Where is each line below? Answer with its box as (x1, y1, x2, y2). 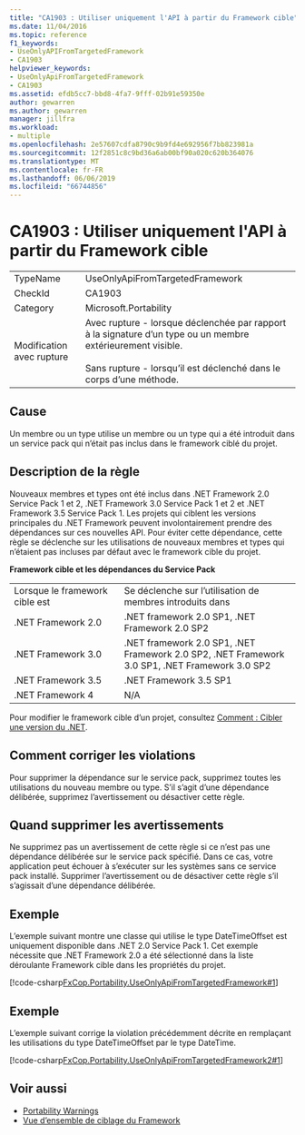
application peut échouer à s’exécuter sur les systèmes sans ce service (9, 861, 277, 872)
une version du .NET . (9, 721, 88, 732)
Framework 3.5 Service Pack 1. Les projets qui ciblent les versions (9, 508, 257, 518)
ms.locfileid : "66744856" (9, 183, 107, 192)
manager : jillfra (9, 114, 75, 123)
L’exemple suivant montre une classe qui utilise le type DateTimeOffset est (9, 931, 288, 942)
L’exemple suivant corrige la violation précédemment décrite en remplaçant (9, 1027, 292, 1038)
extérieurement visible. (84, 340, 183, 352)
